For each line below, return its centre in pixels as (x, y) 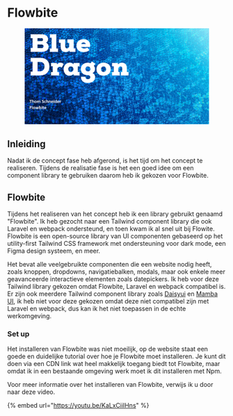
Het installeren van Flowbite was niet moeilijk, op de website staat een (108, 349)
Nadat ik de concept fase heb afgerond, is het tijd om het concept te (105, 160)
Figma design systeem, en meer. (54, 251)
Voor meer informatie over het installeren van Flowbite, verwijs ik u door (110, 385)
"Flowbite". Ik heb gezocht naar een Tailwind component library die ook (110, 222)
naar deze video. (31, 392)
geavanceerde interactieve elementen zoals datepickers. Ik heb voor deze (113, 279)
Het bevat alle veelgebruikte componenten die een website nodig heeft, (110, 265)
